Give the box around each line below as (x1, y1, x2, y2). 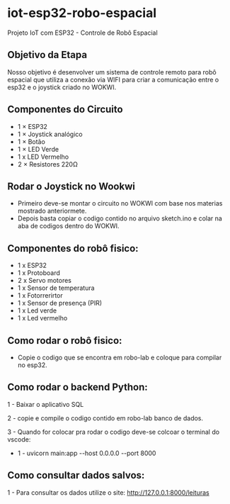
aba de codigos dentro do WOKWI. (17, 222, 120, 230)
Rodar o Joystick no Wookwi (7, 180, 136, 192)
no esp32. (17, 361, 47, 369)
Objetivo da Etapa (7, 49, 87, 61)
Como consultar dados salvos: (7, 469, 145, 481)
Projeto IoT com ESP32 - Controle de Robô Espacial (7, 28, 158, 37)
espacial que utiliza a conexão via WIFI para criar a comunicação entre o (7, 75, 219, 84)
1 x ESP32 (17, 261, 47, 270)
